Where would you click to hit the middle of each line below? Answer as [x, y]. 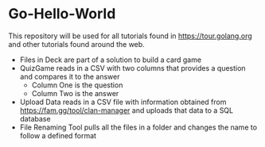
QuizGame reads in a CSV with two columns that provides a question [132, 68]
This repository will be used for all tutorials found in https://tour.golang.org [130, 36]
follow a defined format [58, 135]
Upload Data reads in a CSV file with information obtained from [123, 102]
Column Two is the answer [75, 93]
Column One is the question [77, 85]
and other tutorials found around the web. [76, 44]
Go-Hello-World [62, 14]
